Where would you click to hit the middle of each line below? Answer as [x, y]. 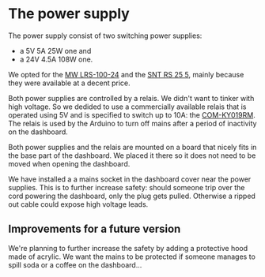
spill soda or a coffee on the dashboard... [75, 264]
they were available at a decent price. [69, 83]
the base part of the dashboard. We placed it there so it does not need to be [132, 155]
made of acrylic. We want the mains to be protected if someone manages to [132, 256]
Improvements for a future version [95, 229]
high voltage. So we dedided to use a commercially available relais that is [127, 107]
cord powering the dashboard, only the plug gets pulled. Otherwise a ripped [132, 196]
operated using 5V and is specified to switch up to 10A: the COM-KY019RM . [132, 114]
